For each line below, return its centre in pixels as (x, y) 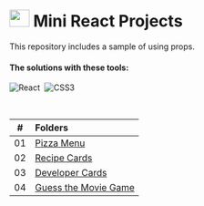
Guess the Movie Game (85, 188)
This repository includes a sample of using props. (102, 46)
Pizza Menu (60, 143)
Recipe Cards (64, 158)
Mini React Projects (108, 21)
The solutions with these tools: (69, 67)
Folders (51, 128)
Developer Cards (71, 173)
